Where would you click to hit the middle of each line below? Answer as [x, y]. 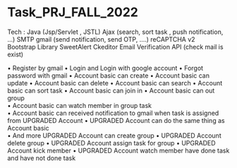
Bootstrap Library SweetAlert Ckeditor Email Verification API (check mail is [115, 47]
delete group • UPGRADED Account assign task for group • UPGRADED [112, 143]
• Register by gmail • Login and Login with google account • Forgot [105, 68]
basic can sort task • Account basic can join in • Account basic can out [111, 90]
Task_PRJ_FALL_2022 [73, 12]
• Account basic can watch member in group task [80, 105]
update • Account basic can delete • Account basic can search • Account [115, 83]
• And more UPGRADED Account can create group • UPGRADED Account [114, 136]
